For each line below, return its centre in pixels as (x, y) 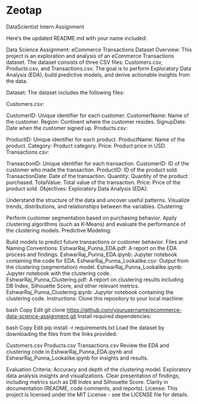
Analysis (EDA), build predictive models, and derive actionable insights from (98, 75)
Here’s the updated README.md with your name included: (77, 38)
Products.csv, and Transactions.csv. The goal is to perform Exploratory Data (99, 68)
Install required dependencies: (114, 316)
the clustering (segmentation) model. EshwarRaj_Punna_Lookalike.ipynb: (94, 267)
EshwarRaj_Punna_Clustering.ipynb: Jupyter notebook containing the (90, 292)
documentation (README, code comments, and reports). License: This (92, 388)
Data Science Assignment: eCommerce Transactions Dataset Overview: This (99, 49)
